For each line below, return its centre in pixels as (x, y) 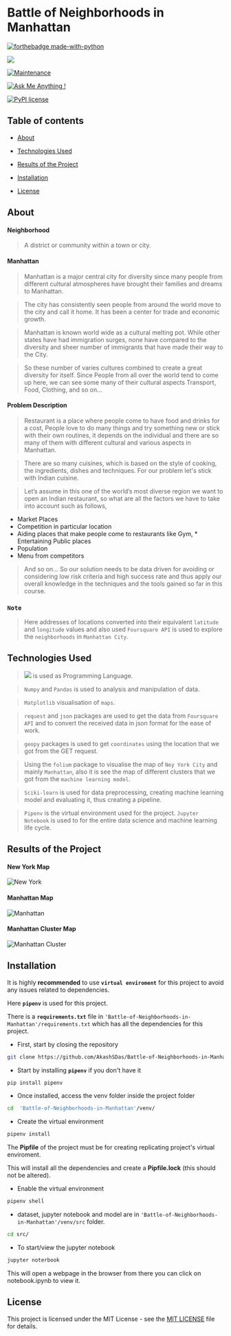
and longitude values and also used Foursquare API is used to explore (123, 629)
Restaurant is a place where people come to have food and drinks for (122, 421)
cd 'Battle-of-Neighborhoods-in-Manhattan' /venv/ (81, 1109)
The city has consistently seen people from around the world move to (122, 304)
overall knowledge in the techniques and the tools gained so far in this (123, 584)
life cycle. (37, 827)
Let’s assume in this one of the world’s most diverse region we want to (123, 491)
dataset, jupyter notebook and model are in (78, 1215)
